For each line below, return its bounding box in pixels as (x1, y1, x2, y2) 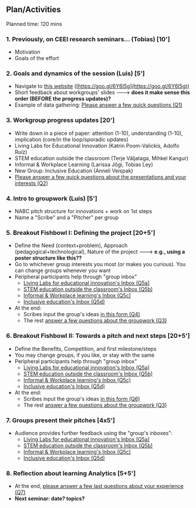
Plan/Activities (6, 5, 62, 15)
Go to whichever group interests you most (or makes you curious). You (14, 261, 186, 268)
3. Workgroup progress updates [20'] (6, 116, 115, 124)
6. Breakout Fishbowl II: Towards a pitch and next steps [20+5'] (6, 332, 190, 340)
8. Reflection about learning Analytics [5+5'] (6, 469, 136, 477)
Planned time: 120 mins (6, 20, 63, 27)
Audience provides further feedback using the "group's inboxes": (14, 429, 173, 436)
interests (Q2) (14, 180, 48, 187)
